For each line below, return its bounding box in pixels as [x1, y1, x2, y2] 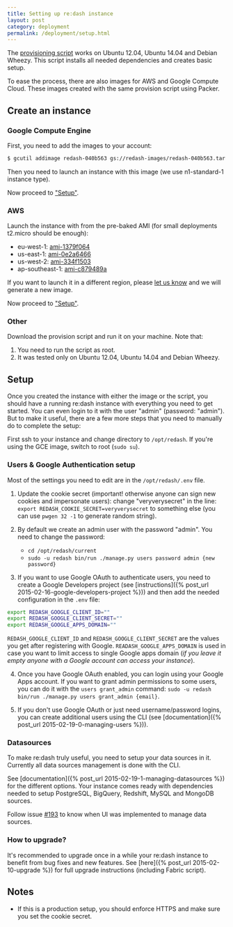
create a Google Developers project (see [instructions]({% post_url [17, 580, 209, 589]
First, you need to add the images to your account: [7, 141, 152, 150]
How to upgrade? [7, 835, 67, 845]
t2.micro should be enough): [7, 229, 89, 238]
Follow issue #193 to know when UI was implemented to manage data [7, 810, 207, 819]
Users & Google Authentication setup [7, 460, 136, 470]
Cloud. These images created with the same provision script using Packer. [7, 84, 220, 93]
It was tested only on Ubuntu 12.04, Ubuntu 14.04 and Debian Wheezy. [17, 353, 220, 362]
